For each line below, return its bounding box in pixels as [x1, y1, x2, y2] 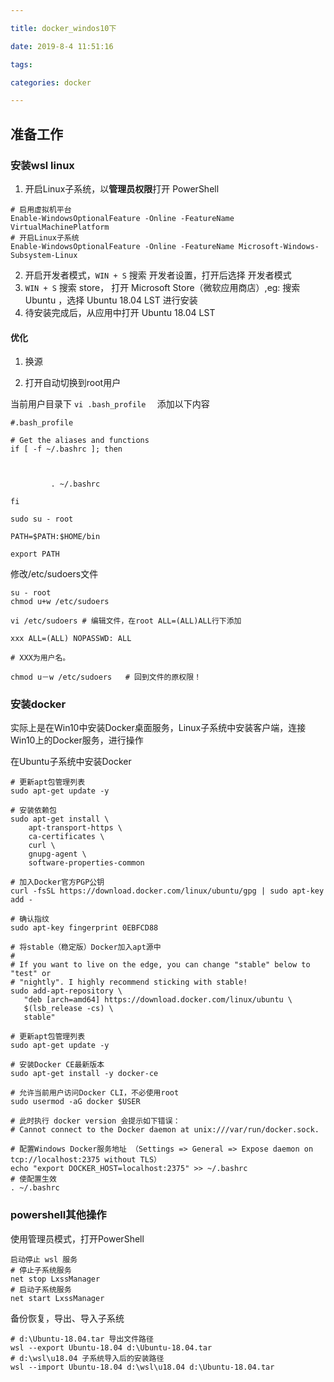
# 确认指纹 [10, 914, 50, 925]
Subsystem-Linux [10, 250, 78, 260]
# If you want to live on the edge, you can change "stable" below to [10, 960, 311, 970]
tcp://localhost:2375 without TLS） [10, 1155, 162, 1165]
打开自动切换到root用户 [24, 377, 122, 389]
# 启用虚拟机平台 [10, 204, 72, 215]
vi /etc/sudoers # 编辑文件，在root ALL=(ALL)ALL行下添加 [10, 616, 242, 626]
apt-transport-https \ [28, 823, 123, 833]
